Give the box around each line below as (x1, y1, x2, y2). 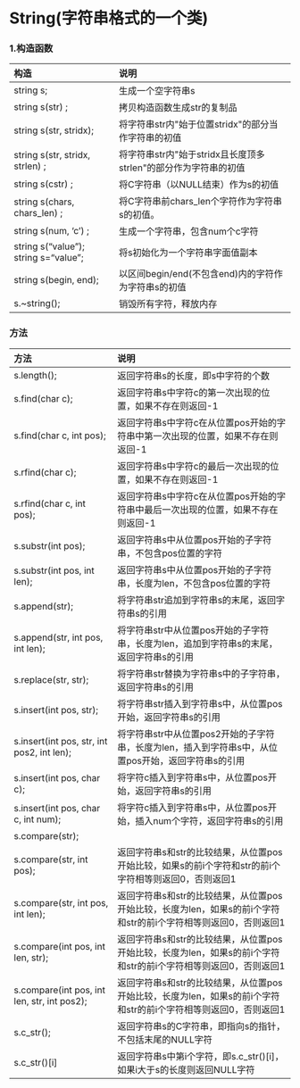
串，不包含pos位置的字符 (117, 546, 223, 559)
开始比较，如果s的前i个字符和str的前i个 (117, 859, 281, 871)
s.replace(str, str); (13, 673, 89, 685)
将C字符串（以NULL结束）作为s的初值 (119, 179, 279, 191)
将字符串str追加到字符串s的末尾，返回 (117, 594, 277, 606)
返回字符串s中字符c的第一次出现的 (117, 386, 262, 398)
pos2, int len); (13, 746, 71, 759)
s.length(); (13, 369, 57, 381)
